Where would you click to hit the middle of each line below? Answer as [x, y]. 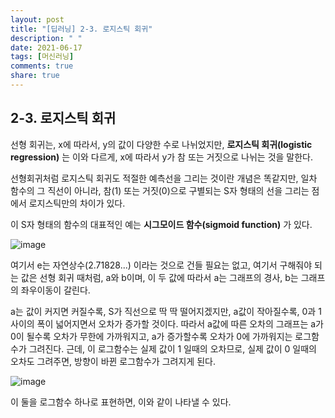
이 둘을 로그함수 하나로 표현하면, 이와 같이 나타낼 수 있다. [121, 402]
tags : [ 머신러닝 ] [42, 57]
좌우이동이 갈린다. [55, 290]
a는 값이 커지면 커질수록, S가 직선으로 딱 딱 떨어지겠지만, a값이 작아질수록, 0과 [163, 311]
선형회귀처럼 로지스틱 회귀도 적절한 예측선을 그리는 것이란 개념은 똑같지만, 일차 [164, 178]
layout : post [37, 19]
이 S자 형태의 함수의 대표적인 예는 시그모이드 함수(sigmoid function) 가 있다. [161, 224]
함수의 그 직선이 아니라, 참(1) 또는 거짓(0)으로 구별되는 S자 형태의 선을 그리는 [160, 190]
